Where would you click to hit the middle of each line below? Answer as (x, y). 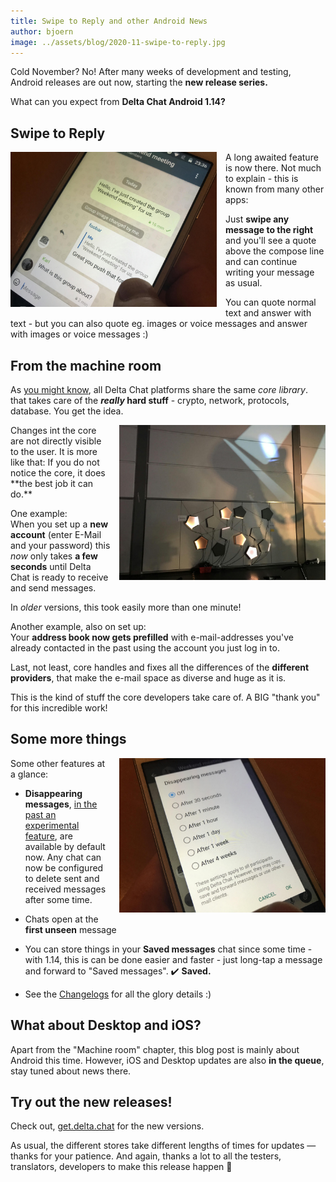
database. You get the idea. (67, 411)
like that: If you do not (55, 462)
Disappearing (53, 793)
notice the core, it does (58, 473)
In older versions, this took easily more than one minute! (126, 607)
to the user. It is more (54, 451)
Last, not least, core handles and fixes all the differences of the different (160, 667)
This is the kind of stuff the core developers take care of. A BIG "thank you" (165, 697)
